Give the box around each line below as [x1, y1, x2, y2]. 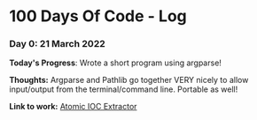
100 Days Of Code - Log [9, 6, 188, 26]
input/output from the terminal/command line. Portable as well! [9, 84, 238, 94]
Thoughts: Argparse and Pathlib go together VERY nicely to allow [9, 75, 249, 86]
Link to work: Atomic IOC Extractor [9, 101, 137, 112]
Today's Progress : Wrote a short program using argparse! [9, 57, 222, 68]
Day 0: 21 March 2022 [9, 38, 105, 50]
